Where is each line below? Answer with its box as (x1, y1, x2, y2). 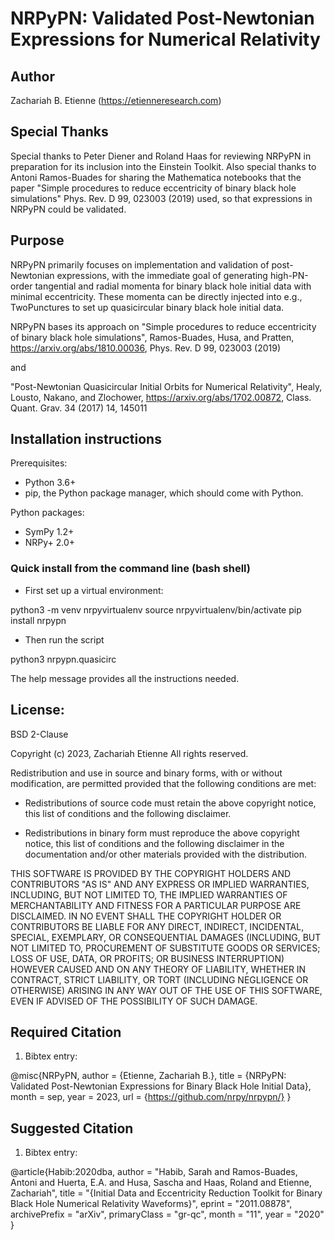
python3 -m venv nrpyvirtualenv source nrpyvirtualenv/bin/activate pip (10, 603, 302, 616)
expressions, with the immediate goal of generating (56, 269, 268, 281)
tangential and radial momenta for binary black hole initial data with (34, 280, 312, 292)
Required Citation (10, 1023, 122, 1041)
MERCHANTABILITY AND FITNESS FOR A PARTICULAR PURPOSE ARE (10, 899, 302, 911)
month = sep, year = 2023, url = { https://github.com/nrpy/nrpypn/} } (10, 1091, 292, 1103)
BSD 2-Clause (10, 728, 69, 740)
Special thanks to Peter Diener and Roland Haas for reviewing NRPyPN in (10, 150, 312, 162)
